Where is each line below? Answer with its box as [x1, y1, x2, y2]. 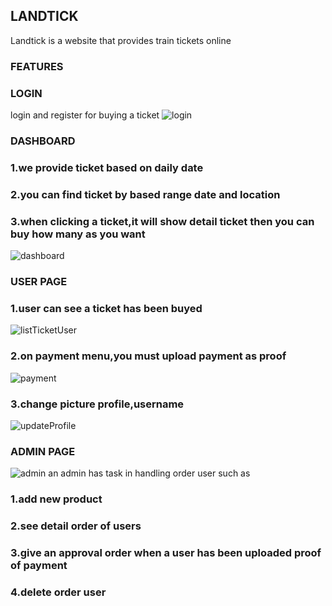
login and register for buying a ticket [10, 109, 160, 121]
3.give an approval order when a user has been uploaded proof [10, 545, 322, 559]
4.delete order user [10, 585, 107, 599]
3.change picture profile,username [10, 397, 185, 411]
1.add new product [10, 492, 103, 506]
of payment [10, 558, 68, 572]
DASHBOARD [10, 134, 76, 148]
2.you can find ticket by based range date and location [10, 187, 281, 201]
